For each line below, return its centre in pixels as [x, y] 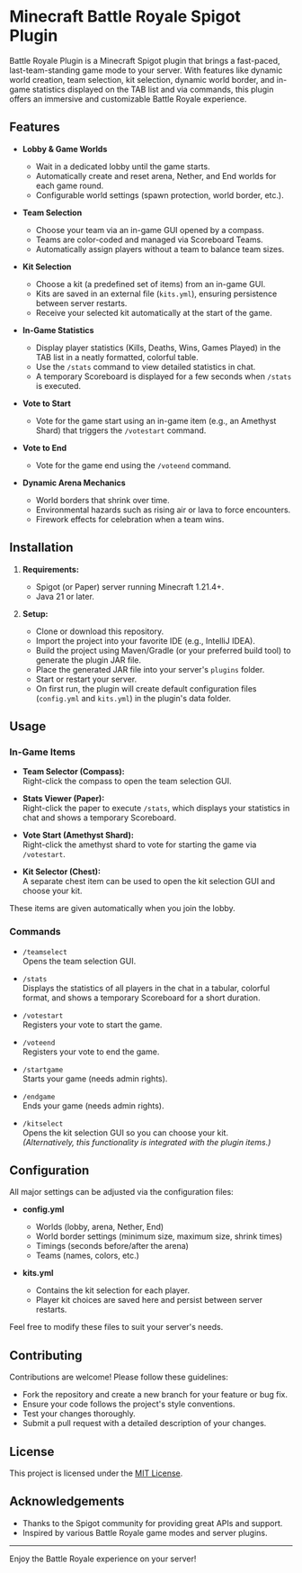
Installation [41, 548]
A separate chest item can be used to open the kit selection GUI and [149, 881]
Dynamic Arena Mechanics [74, 483]
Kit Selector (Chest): [62, 872]
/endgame [39, 1097]
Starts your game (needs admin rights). [95, 1079]
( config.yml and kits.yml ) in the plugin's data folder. [133, 698]
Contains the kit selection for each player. [113, 1290]
